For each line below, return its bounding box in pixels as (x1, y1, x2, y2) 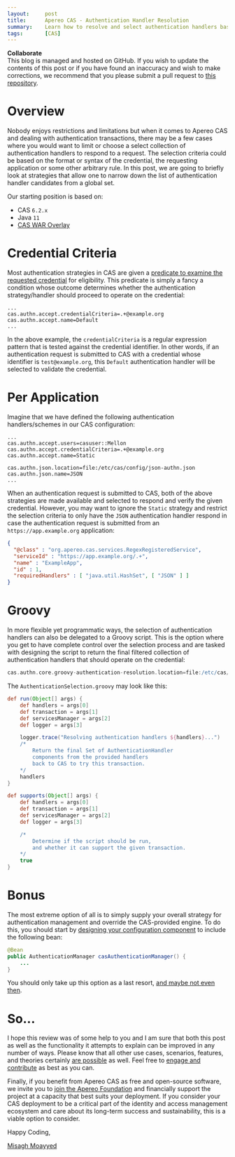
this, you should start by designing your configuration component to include (7, 925, 226, 933)
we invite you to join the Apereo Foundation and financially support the (7, 1085, 211, 1093)
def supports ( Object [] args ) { (7, 792, 99, 799)
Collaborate (7, 49, 43, 57)
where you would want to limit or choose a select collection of (7, 142, 186, 150)
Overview (7, 103, 65, 119)
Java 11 (17, 213, 40, 222)
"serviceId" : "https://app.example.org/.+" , (13, 553, 149, 560)
